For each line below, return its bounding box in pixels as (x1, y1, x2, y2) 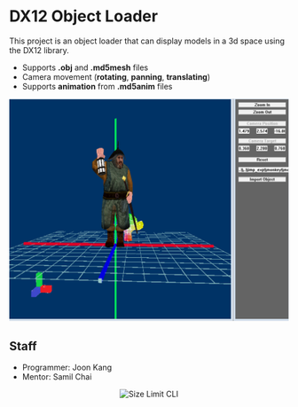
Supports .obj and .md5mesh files (21, 62, 149, 73)
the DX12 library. (9, 44, 69, 55)
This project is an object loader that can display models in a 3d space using (9, 35, 286, 46)
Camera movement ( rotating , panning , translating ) (21, 71, 211, 82)
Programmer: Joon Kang (21, 362, 113, 373)
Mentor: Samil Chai (21, 372, 92, 382)
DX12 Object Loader (9, 6, 158, 27)
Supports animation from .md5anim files (21, 81, 173, 91)
